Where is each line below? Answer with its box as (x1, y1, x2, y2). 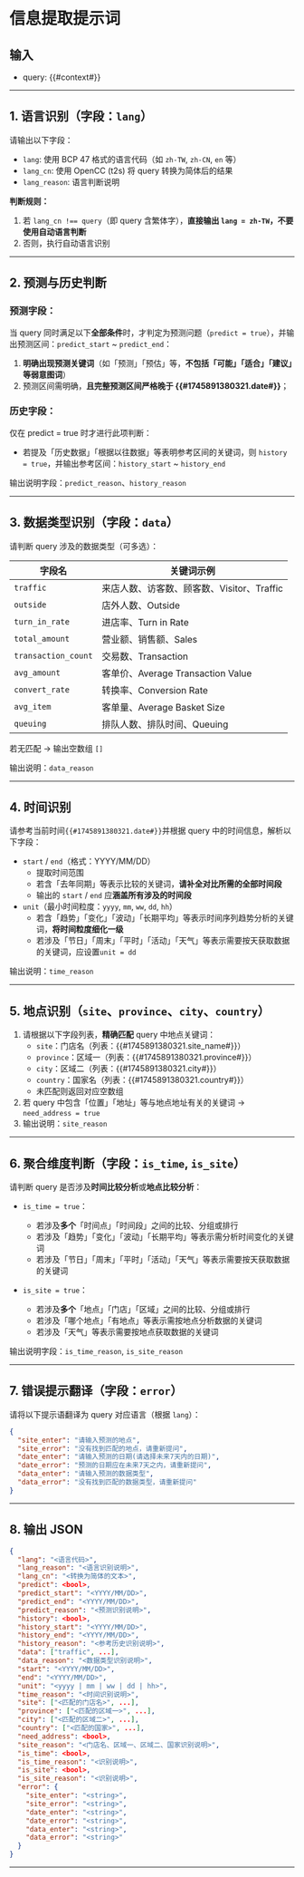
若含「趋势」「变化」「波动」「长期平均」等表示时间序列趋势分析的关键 (35, 913, 294, 924)
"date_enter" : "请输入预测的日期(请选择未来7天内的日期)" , (17, 1452, 220, 1462)
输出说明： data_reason (9, 762, 94, 773)
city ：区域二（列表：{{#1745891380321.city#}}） (35, 1063, 222, 1074)
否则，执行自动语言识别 (22, 237, 110, 248)
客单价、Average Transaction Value (101, 667, 252, 680)
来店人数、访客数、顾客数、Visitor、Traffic (101, 582, 283, 595)
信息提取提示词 (9, 8, 121, 29)
